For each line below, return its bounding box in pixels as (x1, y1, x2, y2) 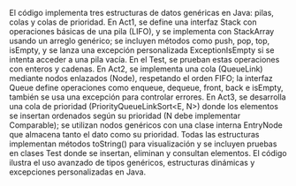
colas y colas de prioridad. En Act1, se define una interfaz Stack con (9, 17, 258, 27)
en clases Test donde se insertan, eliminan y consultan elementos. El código (9, 148, 287, 158)
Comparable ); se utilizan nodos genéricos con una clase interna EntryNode (9, 120, 283, 130)
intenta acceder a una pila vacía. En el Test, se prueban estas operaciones (9, 55, 280, 64)
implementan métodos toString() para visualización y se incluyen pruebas (9, 138, 277, 149)
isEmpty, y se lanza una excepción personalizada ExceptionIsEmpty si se (9, 45, 275, 56)
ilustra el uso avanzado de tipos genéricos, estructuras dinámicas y (9, 158, 255, 167)
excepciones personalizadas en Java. (9, 167, 147, 177)
